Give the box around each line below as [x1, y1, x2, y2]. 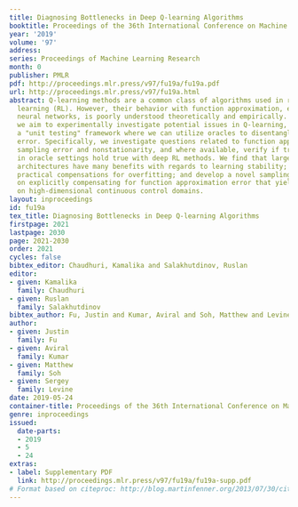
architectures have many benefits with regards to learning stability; [17, 162, 288, 171]
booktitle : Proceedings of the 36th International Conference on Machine [9, 21, 288, 30]
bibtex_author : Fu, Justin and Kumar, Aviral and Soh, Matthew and [9, 310, 264, 320]
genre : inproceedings [9, 410, 90, 419]
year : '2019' [9, 29, 58, 38]
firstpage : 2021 [9, 220, 69, 229]
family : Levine [17, 385, 74, 394]
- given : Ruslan [9, 294, 69, 303]
